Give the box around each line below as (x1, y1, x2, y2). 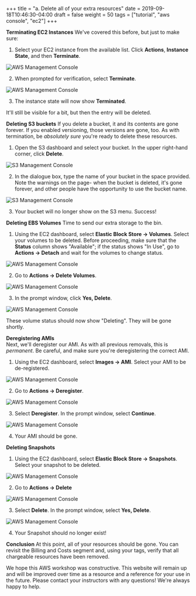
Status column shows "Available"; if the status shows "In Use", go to (14, 243, 180, 250)
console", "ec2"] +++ (6, 18, 57, 24)
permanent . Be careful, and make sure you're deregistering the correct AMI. (6, 347, 190, 354)
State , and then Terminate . (14, 53, 81, 59)
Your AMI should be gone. (14, 432, 78, 439)
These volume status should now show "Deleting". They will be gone (6, 317, 171, 324)
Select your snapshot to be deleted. (14, 462, 101, 468)
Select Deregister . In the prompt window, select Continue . (14, 410, 156, 417)
